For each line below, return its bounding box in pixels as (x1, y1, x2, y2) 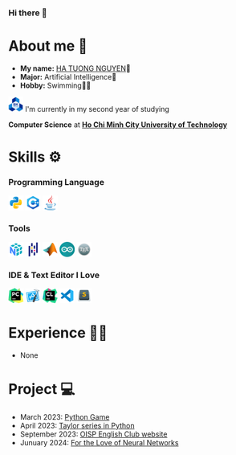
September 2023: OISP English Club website (19, 429, 168, 439)
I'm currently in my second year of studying (25, 104, 170, 113)
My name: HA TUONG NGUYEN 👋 (19, 64, 131, 73)
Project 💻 (8, 380, 75, 399)
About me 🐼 (8, 37, 88, 55)
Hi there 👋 (8, 7, 48, 18)
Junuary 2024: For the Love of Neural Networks (19, 437, 179, 447)
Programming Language (8, 176, 104, 187)
